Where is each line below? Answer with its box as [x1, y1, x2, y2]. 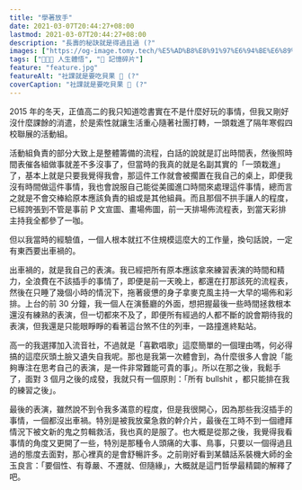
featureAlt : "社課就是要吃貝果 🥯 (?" [9, 72, 140, 81]
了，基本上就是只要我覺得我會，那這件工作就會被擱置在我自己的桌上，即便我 [9, 170, 293, 181]
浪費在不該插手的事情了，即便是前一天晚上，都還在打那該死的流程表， [32, 275, 293, 286]
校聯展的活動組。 [9, 128, 73, 139]
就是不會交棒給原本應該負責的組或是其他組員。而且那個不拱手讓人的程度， [16, 192, 293, 203]
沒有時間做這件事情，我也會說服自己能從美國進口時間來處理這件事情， [9, 181, 270, 192]
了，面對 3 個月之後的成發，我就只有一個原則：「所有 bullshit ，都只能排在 [9, 373, 282, 384]
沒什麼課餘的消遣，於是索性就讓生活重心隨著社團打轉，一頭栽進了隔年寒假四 [9, 117, 293, 128]
